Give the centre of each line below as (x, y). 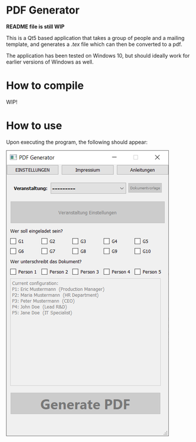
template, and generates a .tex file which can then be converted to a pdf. (94, 44)
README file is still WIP (35, 26)
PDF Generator (43, 10)
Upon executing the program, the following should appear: (77, 142)
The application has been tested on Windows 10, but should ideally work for (98, 55)
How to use (34, 126)
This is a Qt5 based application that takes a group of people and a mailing (95, 38)
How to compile (45, 86)
